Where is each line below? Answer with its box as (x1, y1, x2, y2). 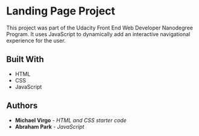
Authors (6, 100, 38, 111)
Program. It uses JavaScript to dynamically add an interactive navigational (6, 30, 191, 37)
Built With (6, 54, 44, 64)
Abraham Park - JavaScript (14, 123, 84, 130)
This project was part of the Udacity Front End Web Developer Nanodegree (6, 24, 193, 31)
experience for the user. (6, 37, 66, 44)
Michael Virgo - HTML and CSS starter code (14, 116, 127, 124)
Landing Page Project (6, 4, 116, 18)
